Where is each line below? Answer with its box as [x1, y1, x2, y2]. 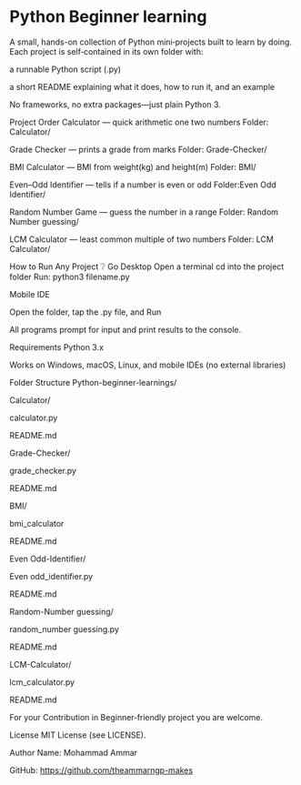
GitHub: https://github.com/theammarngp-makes [9, 764, 194, 775]
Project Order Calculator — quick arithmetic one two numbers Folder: [9, 116, 269, 127]
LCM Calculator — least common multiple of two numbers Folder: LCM [9, 234, 275, 245]
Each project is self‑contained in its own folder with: [9, 45, 204, 56]
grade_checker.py [9, 465, 77, 476]
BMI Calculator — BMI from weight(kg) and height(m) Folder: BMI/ [9, 161, 256, 172]
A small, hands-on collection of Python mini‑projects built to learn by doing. [9, 36, 293, 47]
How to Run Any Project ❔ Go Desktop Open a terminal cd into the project [9, 261, 285, 272]
